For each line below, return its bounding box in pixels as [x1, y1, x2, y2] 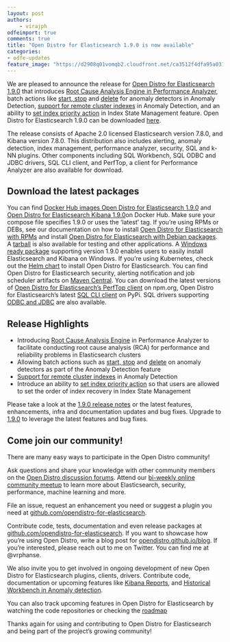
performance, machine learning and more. [7, 488, 127, 496]
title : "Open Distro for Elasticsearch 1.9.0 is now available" [7, 42, 194, 49]
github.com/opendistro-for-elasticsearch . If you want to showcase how [7, 529, 208, 537]
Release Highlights [7, 318, 89, 329]
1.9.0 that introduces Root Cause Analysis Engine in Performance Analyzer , [7, 87, 218, 95]
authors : [7, 16, 32, 23]
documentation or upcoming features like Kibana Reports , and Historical [7, 579, 211, 587]
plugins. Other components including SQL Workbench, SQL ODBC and [18, 151, 216, 159]
